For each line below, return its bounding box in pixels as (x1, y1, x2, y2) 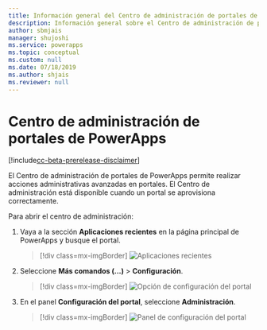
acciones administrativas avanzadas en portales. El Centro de (8, 180, 211, 189)
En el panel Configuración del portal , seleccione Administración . (19, 297, 236, 307)
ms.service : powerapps (8, 41, 83, 49)
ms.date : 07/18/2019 (8, 64, 77, 72)
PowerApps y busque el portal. (19, 235, 121, 245)
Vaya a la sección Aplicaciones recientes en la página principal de (19, 227, 240, 237)
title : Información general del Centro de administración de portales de (8, 11, 258, 20)
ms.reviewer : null (8, 78, 69, 86)
